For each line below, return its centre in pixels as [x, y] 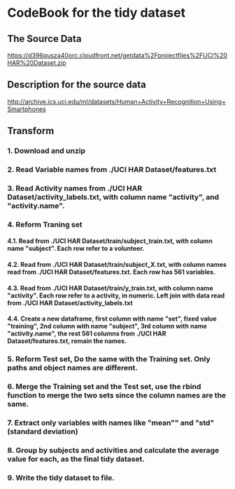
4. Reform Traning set [45, 224]
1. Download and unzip [47, 151]
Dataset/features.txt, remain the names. [67, 341]
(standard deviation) [43, 432]
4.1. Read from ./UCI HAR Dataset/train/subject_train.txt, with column [110, 241]
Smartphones [27, 109]
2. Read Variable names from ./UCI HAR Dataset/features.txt [112, 170]
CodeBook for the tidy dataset [97, 13]
